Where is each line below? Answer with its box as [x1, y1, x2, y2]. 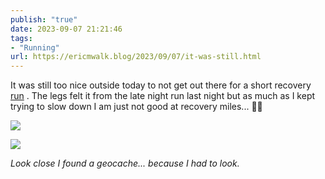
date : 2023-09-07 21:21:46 [10, 24, 123, 34]
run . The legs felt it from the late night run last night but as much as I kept [10, 90, 316, 102]
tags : [10, 33, 33, 43]
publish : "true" [10, 14, 78, 25]
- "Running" [10, 42, 60, 53]
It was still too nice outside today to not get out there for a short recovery [10, 79, 312, 91]
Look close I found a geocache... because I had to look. [10, 157, 240, 170]
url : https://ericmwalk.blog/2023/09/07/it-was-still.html [10, 52, 262, 62]
